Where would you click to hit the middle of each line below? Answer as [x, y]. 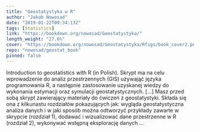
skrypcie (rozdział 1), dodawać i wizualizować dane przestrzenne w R [91, 117]
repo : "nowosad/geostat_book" [44, 50]
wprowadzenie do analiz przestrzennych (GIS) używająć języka [84, 79]
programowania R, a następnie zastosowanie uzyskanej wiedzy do [88, 85]
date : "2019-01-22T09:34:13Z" [44, 22]
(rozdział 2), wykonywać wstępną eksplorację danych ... [75, 123]
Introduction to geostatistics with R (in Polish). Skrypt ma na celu [85, 72]
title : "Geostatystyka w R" [41, 12]
